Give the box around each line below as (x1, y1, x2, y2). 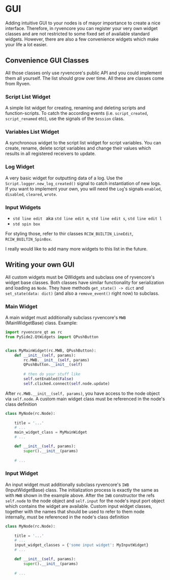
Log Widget (5, 163, 35, 170)
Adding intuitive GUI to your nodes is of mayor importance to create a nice (5, 20, 161, 26)
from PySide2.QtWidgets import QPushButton (5, 334, 99, 340)
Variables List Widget (5, 128, 59, 135)
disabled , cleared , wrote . (5, 191, 57, 197)
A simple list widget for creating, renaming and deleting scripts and (5, 105, 146, 111)
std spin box (12, 222, 41, 227)
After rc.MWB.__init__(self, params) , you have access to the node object (5, 390, 160, 396)
